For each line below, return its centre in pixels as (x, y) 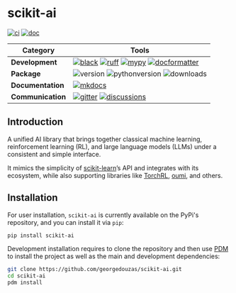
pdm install (25, 283)
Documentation (38, 85)
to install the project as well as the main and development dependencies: (114, 256)
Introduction (35, 122)
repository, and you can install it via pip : (66, 222)
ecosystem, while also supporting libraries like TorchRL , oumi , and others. (115, 175)
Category (39, 50)
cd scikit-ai (27, 276)
